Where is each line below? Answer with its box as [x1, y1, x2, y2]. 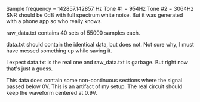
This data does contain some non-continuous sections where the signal [6, 77, 183, 84]
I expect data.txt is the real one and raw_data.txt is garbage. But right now [6, 59, 188, 66]
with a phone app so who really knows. [6, 18, 103, 24]
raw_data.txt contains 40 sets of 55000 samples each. [6, 29, 140, 36]
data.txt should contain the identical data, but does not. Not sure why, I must [6, 41, 194, 48]
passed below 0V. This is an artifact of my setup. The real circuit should [6, 83, 183, 90]
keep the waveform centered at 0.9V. [6, 89, 97, 96]
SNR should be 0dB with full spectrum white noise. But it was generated [6, 11, 183, 18]
